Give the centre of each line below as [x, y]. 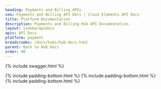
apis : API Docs [21, 33]
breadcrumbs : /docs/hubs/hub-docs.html [47, 42]
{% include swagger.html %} [35, 66]
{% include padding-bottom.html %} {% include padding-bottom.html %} [80, 75]
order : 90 [15, 51]
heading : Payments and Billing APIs [43, 10]
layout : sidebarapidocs [30, 28]
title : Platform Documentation [38, 19]
